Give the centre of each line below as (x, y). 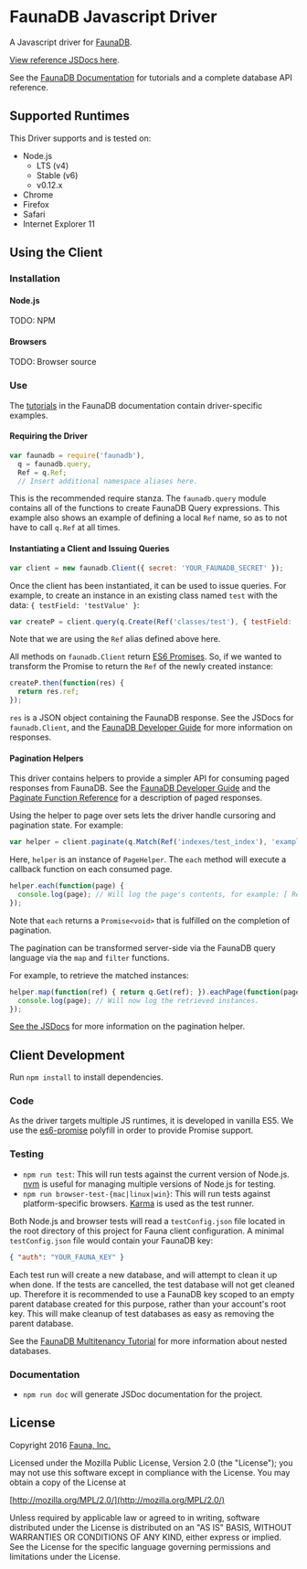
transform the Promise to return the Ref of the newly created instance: (142, 667)
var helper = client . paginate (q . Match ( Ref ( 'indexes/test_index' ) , (138, 842)
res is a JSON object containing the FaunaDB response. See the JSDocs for (152, 718)
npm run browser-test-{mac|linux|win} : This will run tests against (147, 1193)
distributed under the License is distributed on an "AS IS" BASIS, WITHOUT (151, 1527)
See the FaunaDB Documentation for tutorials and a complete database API (151, 77)
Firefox (36, 204)
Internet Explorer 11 (59, 224)
